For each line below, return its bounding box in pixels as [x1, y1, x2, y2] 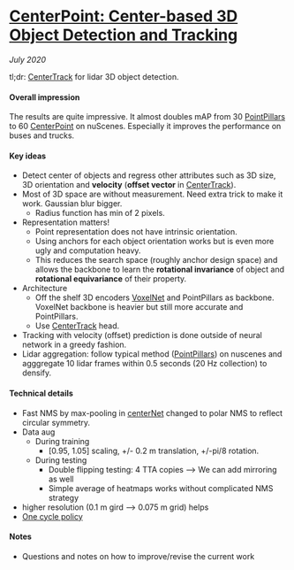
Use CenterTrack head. [34, 320, 120, 331]
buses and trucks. [9, 130, 75, 141]
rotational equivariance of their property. [34, 273, 187, 284]
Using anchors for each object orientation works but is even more [34, 236, 275, 247]
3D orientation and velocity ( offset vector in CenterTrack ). [21, 180, 237, 190]
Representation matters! [21, 217, 110, 227]
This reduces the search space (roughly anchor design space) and [34, 255, 278, 266]
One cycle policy [21, 511, 84, 521]
